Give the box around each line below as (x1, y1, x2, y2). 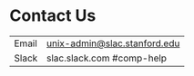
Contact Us (9, 5, 97, 26)
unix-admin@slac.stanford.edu (46, 37, 180, 50)
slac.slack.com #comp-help (46, 52, 167, 64)
